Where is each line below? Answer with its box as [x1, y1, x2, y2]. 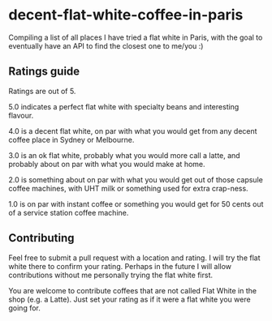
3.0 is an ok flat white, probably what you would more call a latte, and [8, 150, 241, 160]
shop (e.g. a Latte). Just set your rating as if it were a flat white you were [8, 294, 251, 304]
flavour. [8, 110, 34, 120]
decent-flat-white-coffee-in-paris [8, 6, 244, 24]
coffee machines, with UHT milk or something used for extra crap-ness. [8, 183, 249, 193]
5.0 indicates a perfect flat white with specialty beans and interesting [8, 101, 240, 111]
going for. [8, 302, 41, 313]
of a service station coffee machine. [8, 208, 129, 217]
